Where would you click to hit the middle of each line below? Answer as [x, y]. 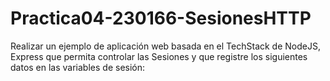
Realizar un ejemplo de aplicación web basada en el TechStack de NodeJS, [165, 46]
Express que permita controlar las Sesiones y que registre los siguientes [159, 56]
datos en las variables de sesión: [78, 67]
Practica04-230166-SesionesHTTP [161, 18]
